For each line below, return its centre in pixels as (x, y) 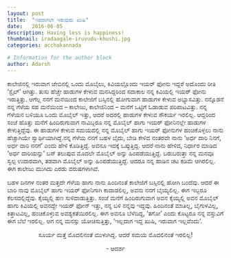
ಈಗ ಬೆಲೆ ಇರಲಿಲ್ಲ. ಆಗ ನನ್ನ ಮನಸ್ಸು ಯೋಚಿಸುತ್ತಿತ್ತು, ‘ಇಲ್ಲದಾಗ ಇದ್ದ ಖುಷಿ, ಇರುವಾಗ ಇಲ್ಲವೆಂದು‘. (105, 221)
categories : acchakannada (44, 45)
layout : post (26, 13)
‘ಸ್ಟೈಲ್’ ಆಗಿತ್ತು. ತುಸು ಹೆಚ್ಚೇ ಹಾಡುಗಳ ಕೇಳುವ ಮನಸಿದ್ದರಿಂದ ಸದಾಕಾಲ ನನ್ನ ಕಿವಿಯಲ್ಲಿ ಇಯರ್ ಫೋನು (107, 91)
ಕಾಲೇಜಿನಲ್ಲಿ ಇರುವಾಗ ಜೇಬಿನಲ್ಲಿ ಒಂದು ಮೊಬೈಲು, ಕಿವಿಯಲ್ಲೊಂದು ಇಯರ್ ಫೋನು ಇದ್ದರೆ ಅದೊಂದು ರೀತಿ (112, 84)
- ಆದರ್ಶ (115, 248)
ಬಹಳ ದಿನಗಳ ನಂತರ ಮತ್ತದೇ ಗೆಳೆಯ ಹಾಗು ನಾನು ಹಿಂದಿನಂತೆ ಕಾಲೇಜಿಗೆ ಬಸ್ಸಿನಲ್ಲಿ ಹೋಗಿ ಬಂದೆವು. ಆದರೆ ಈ (113, 182)
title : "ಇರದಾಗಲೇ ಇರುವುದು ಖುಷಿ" (48, 20)
